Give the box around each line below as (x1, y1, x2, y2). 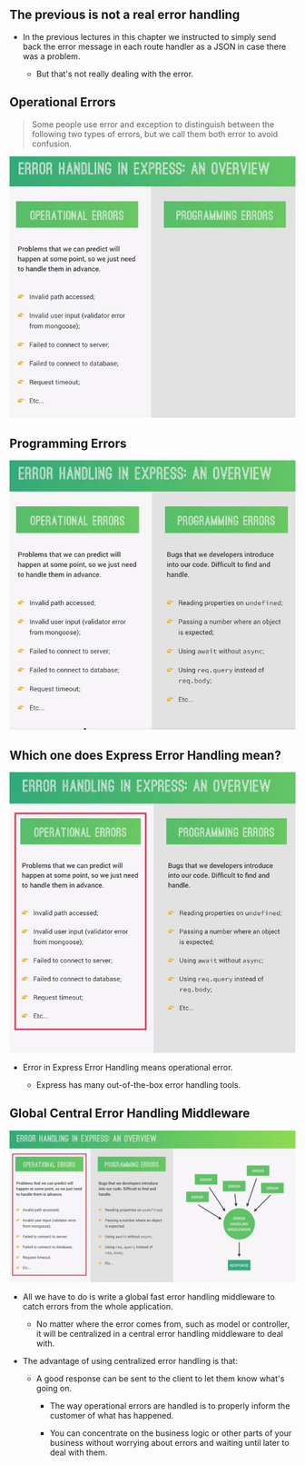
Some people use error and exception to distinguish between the (31, 118, 275, 130)
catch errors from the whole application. (22, 1301, 173, 1312)
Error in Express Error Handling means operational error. (22, 1061, 233, 1072)
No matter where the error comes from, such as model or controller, (35, 1319, 290, 1330)
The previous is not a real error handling (9, 7, 241, 23)
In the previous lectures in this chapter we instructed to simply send (22, 31, 277, 42)
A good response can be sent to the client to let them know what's (35, 1373, 285, 1384)
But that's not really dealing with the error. (35, 68, 193, 79)
